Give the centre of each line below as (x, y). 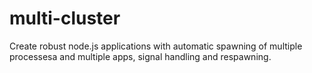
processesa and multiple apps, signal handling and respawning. (140, 56)
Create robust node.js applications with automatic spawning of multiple (156, 46)
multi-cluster (65, 18)
